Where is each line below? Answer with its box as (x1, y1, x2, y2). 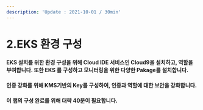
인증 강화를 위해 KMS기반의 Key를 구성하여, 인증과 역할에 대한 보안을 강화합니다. (6, 82, 197, 89)
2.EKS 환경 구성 (6, 37, 82, 51)
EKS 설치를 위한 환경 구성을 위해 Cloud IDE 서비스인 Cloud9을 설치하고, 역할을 (6, 59, 193, 66)
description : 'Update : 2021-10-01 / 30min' (6, 9, 121, 15)
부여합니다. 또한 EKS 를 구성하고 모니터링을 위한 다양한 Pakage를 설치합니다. (6, 67, 189, 74)
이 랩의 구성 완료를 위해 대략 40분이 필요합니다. (6, 97, 118, 104)
